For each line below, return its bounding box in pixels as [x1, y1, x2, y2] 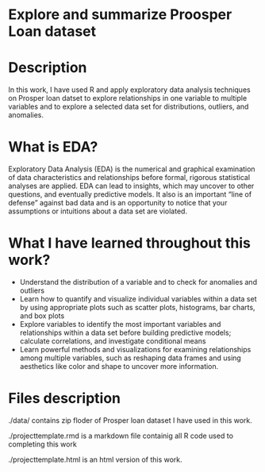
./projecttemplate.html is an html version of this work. [8, 455, 182, 464]
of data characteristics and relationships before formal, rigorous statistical [8, 173, 251, 182]
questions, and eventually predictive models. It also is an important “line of [8, 190, 252, 199]
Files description [8, 389, 121, 408]
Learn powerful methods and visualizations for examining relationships [19, 345, 252, 354]
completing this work [8, 439, 77, 449]
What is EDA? [8, 138, 98, 156]
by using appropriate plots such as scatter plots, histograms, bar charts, [19, 303, 255, 312]
